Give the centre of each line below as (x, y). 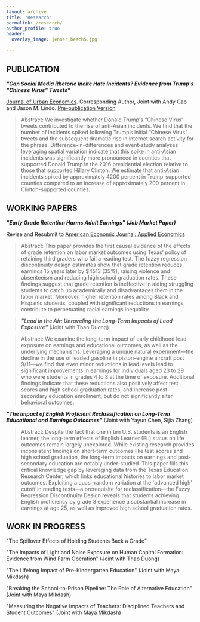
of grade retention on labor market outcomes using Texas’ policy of (104, 252)
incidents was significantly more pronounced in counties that (96, 157)
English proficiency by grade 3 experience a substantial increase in (103, 501)
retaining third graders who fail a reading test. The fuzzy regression (104, 258)
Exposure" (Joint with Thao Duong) (65, 327)
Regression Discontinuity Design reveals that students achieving (100, 495)
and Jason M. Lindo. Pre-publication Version (61, 108)
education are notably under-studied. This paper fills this (119, 463)
